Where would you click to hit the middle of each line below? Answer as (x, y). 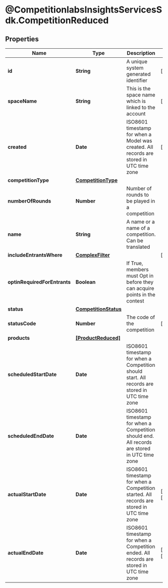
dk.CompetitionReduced (57, 20)
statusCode (22, 323)
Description (141, 53)
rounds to (137, 195)
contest (135, 301)
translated (138, 247)
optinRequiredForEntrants (39, 282)
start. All (136, 377)
